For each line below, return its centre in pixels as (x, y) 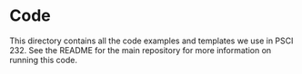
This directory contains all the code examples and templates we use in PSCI (151, 41)
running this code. (44, 60)
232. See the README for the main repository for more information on (141, 50)
